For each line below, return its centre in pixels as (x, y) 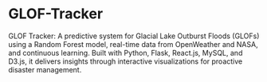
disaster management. (45, 69)
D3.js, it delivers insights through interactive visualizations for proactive (126, 61)
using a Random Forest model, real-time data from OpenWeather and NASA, (133, 44)
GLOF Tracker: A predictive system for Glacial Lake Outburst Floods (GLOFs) (134, 36)
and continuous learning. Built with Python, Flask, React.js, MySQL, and (126, 53)
